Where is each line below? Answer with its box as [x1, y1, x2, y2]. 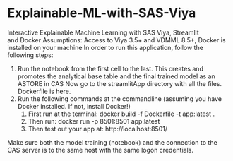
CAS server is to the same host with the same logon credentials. [7, 145, 194, 154]
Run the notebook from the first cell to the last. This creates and [17, 64, 203, 73]
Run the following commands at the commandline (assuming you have [17, 94, 222, 103]
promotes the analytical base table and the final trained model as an [17, 72, 215, 80]
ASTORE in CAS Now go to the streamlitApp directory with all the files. [17, 79, 222, 88]
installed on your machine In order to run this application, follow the [7, 43, 203, 52]
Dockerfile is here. [17, 87, 71, 95]
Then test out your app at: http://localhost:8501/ [28, 124, 168, 133]
